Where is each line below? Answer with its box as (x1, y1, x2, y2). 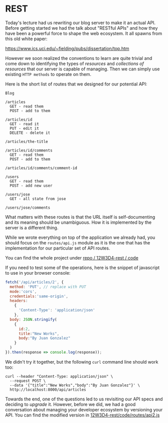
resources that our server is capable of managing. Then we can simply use (5, 66, 160, 72)
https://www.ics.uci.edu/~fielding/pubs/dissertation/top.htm (5, 45, 129, 51)
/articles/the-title (5, 139, 49, 144)
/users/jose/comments (5, 205, 51, 210)
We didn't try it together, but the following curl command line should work (5, 359, 158, 365)
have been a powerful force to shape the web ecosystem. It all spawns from (5, 30, 162, 36)
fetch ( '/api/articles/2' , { (5, 280, 64, 285)
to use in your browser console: (5, 270, 71, 276)
